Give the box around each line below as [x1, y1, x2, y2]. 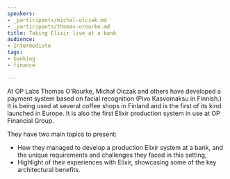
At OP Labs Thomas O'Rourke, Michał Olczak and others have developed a [7, 87, 221, 95]
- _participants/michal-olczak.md [7, 17, 108, 24]
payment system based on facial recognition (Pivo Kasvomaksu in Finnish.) [7, 94, 222, 103]
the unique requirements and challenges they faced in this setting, [17, 151, 207, 159]
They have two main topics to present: [7, 130, 117, 138]
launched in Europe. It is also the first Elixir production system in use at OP [7, 109, 220, 117]
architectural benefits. [17, 165, 81, 173]
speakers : [7, 10, 36, 17]
